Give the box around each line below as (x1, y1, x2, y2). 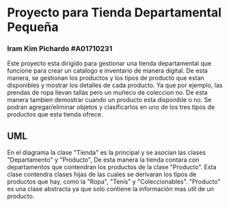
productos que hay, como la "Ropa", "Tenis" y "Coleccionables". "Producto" (7, 178, 221, 186)
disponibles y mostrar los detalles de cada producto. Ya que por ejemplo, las (7, 81, 223, 90)
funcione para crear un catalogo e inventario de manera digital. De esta (7, 66, 208, 75)
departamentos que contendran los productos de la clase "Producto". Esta (7, 163, 217, 171)
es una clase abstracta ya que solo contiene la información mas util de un (7, 185, 214, 193)
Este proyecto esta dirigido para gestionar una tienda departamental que (7, 60, 212, 68)
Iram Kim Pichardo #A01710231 (7, 44, 113, 53)
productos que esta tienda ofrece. (7, 110, 103, 119)
